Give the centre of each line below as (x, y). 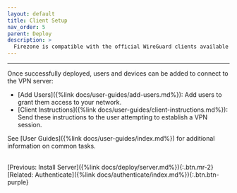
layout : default (31, 14)
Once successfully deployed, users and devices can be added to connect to (118, 74)
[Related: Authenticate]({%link (51, 175)
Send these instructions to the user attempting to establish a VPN (113, 117)
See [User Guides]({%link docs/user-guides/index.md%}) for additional (111, 138)
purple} (18, 182)
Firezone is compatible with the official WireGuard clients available (121, 47)
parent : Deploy (30, 34)
